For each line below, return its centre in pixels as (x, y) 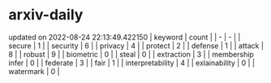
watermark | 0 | (34, 71)
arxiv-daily (46, 15)
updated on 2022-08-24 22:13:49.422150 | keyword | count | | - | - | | (125, 37)
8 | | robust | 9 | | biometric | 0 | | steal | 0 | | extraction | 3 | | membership (131, 54)
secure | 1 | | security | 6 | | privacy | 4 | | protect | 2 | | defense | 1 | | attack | (136, 45)
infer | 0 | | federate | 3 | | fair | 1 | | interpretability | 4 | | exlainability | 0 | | (132, 63)
